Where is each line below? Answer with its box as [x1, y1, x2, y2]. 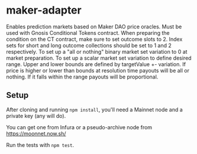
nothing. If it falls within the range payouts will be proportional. [6, 73, 159, 80]
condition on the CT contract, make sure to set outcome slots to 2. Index [6, 35, 183, 42]
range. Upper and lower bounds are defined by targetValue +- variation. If [6, 60, 186, 68]
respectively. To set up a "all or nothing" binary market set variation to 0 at [6, 48, 188, 55]
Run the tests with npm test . [6, 141, 75, 148]
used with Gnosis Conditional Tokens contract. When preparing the [6, 29, 170, 36]
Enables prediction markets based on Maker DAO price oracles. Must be [6, 23, 182, 30]
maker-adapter [6, 4, 82, 17]
